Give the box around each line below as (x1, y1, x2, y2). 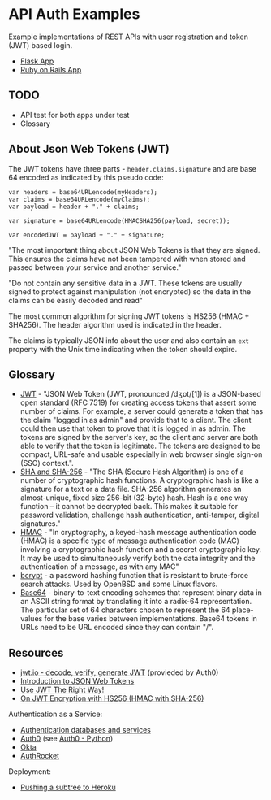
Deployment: (8, 767, 51, 776)
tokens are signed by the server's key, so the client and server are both (19, 433, 259, 442)
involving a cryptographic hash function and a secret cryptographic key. (19, 545, 262, 554)
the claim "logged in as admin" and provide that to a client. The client (19, 415, 252, 425)
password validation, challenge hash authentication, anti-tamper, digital (19, 510, 260, 520)
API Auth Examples (8, 5, 140, 24)
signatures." (19, 519, 61, 528)
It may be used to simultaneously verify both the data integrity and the (19, 554, 256, 563)
